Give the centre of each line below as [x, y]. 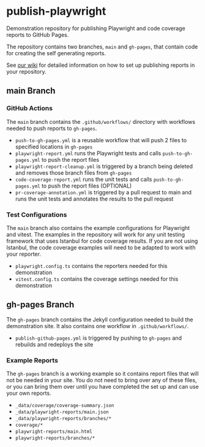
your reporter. [24, 254]
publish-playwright [56, 11]
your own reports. [29, 393]
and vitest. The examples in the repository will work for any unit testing [96, 234]
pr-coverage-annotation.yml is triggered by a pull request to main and [103, 192]
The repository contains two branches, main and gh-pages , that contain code [102, 47]
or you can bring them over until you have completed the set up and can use [102, 387]
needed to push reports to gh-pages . [52, 128]
